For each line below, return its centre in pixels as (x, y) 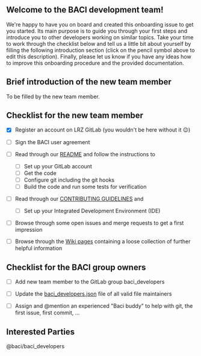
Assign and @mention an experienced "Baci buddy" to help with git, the (104, 306)
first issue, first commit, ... (47, 313)
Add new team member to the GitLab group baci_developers (90, 281)
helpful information (39, 248)
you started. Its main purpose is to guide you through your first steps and (97, 31)
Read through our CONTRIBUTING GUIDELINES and (79, 199)
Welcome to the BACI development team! (85, 10)
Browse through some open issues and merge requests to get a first (99, 223)
